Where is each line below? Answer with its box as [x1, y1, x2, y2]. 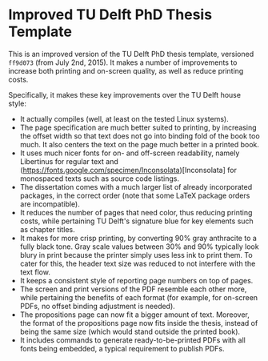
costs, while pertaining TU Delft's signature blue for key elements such [19, 216, 254, 226]
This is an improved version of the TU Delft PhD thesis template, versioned [8, 49, 254, 58]
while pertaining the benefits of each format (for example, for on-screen [19, 292, 258, 302]
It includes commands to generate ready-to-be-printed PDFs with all [19, 335, 246, 345]
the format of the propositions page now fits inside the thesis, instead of [19, 318, 258, 327]
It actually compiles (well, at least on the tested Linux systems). [19, 114, 230, 123]
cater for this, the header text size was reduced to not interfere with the [19, 259, 256, 268]
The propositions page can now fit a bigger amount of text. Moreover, [19, 310, 250, 319]
